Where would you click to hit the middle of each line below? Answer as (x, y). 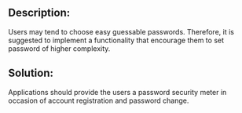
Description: (39, 13)
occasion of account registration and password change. (99, 100)
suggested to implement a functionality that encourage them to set (116, 40)
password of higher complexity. (59, 48)
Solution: (31, 73)
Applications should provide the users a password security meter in (117, 92)
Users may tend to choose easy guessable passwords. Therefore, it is (121, 31)
